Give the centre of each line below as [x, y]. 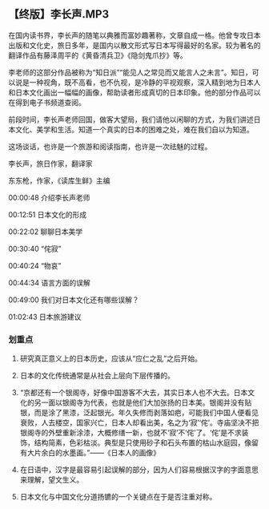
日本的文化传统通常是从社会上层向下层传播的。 [97, 376]
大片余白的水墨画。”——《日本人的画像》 [93, 453]
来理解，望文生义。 [52, 480]
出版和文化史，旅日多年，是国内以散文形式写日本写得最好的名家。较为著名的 [134, 45]
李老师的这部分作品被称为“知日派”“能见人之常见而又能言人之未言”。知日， [130, 72]
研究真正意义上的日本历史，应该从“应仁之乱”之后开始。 [111, 358]
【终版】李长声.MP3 [59, 14]
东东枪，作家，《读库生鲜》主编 [59, 180]
